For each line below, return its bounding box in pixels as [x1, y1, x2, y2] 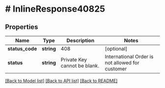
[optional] [105, 45, 128, 52]
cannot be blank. [60, 62, 100, 69]
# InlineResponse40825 [5, 3, 106, 15]
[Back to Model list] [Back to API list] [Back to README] [5, 78, 118, 84]
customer [105, 66, 127, 72]
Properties [5, 23, 38, 31]
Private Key [60, 56, 87, 63]
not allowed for [105, 59, 139, 66]
